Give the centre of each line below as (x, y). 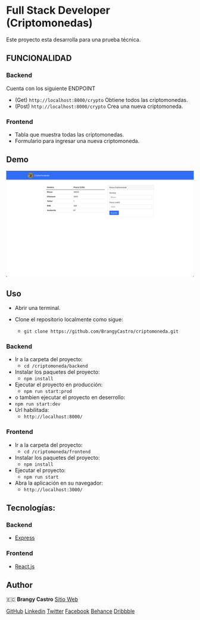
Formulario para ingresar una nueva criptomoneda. (77, 141)
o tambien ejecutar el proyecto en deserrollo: (70, 398)
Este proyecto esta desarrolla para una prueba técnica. (74, 39)
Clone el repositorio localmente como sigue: (69, 320)
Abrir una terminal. (37, 308)
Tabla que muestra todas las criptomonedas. (69, 134)
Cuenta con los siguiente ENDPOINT (51, 88)
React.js (25, 566)
